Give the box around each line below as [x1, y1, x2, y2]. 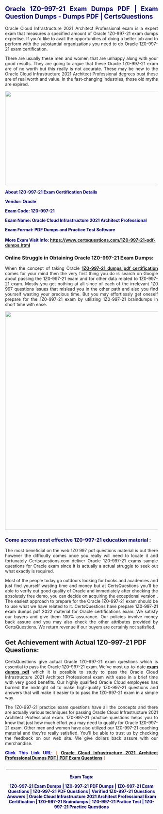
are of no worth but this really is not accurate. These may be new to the [5, 66, 158, 71]
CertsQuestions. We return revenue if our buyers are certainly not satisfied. [5, 624, 156, 630]
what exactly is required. [5, 568, 54, 574]
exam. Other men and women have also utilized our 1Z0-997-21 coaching [10, 725, 158, 731]
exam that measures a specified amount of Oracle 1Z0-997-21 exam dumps [5, 30, 158, 36]
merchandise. [5, 741, 33, 746]
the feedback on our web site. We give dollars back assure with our [5, 735, 158, 741]
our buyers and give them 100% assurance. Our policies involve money [5, 614, 158, 620]
